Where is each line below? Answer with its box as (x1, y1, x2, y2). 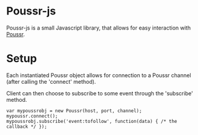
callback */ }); (6, 124, 47, 130)
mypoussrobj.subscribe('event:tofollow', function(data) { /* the (6, 118, 177, 124)
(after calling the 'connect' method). (6, 78, 96, 85)
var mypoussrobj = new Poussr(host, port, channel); (6, 107, 142, 114)
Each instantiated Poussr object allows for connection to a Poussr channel (6, 71, 191, 79)
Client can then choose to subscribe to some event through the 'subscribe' (6, 89, 193, 97)
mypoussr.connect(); (6, 113, 59, 119)
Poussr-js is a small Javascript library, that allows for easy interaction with (6, 24, 191, 31)
